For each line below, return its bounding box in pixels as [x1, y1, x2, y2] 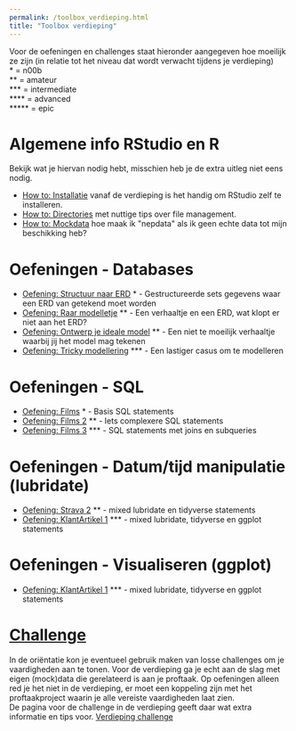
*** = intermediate [9, 84, 77, 94]
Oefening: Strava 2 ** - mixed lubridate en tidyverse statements [21, 505, 256, 515]
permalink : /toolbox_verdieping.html [9, 12, 149, 22]
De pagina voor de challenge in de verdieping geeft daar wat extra [9, 702, 252, 713]
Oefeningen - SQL [9, 376, 145, 397]
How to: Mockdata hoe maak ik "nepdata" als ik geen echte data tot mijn [21, 218, 287, 229]
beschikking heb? [21, 228, 87, 239]
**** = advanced [9, 93, 71, 103]
